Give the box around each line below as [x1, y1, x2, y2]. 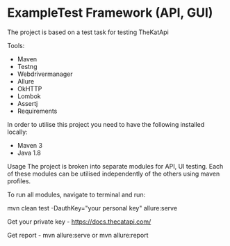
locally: [7, 128, 28, 136]
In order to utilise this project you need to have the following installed [7, 120, 205, 128]
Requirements [17, 107, 58, 115]
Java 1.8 [17, 148, 42, 157]
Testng [17, 62, 38, 70]
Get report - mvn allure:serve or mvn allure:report [7, 231, 149, 239]
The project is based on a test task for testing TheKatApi [7, 28, 169, 36]
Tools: [7, 41, 25, 49]
